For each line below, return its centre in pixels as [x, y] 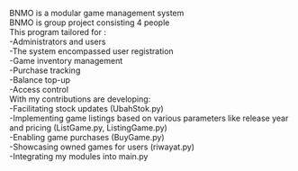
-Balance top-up [40, 80]
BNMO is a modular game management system [97, 13]
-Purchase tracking [45, 70]
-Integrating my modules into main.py [79, 156]
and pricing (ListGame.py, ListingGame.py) [89, 128]
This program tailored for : [58, 32]
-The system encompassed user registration [91, 51]
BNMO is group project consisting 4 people [90, 22]
